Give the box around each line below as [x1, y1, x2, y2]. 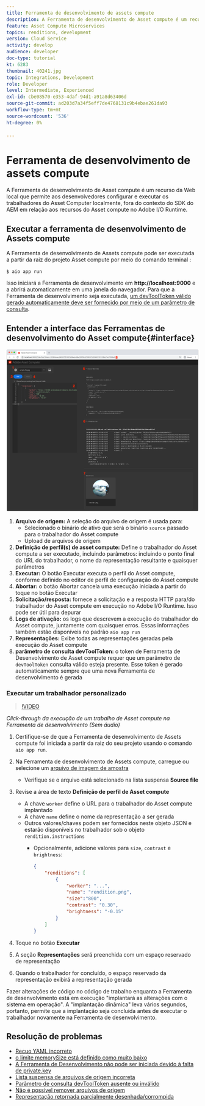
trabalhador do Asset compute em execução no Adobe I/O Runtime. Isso [15, 602, 198, 609]
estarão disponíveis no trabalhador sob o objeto [24, 826, 145, 833]
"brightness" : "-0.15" [66, 909, 124, 915]
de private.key [15, 1067, 52, 1074]
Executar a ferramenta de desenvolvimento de [6, 223, 186, 234]
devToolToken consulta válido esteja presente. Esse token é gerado [15, 660, 183, 668]
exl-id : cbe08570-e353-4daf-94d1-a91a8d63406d [6, 94, 127, 100]
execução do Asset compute [15, 641, 87, 648]
